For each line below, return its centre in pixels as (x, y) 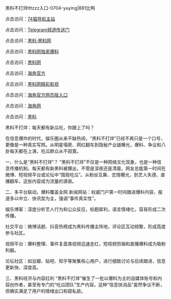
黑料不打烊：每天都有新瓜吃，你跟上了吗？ (50, 128)
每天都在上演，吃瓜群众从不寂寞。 (45, 151)
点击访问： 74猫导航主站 (30, 19)
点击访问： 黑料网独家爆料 (32, 51)
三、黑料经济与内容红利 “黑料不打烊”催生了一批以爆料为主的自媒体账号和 (81, 278)
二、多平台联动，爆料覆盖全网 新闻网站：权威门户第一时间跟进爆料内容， (82, 192)
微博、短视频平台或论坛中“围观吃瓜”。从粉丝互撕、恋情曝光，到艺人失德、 (83, 175)
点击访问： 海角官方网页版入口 (36, 95)
